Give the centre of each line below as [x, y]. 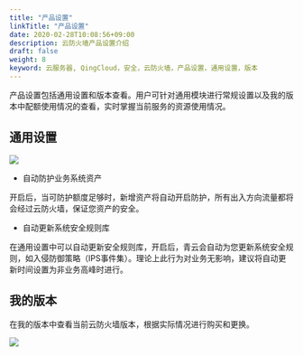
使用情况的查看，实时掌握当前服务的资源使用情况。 [135, 106]
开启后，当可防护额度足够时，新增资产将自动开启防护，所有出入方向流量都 [147, 197]
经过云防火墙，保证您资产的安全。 [80, 208]
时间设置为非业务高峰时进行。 [72, 269]
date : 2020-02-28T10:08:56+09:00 [72, 34]
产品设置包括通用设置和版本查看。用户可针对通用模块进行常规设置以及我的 [147, 95]
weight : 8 [28, 60]
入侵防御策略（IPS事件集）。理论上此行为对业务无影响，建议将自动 [156, 258]
